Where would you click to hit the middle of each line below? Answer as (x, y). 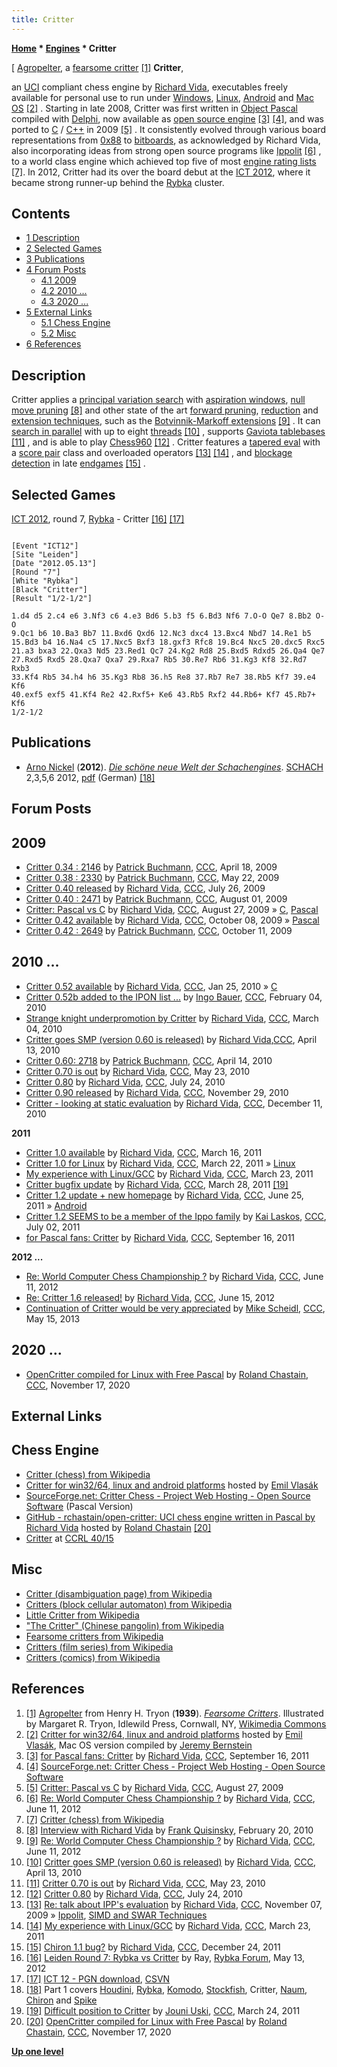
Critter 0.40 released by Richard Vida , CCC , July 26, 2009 (145, 888)
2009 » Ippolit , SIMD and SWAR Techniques (116, 1915)
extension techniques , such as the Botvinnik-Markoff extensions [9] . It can (166, 421)
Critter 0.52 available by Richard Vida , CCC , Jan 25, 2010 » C (151, 986)
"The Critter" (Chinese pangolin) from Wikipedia (125, 1625)
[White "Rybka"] (45, 581)
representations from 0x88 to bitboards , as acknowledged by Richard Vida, (166, 140)
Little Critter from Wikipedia (82, 1615)
